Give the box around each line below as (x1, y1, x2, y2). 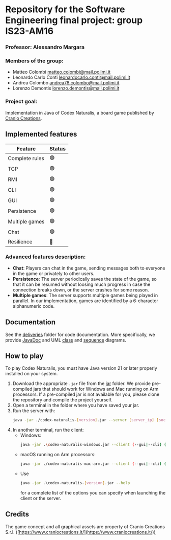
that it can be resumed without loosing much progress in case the (12, 281, 151, 287)
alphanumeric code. (12, 303, 55, 309)
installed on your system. (5, 371, 58, 377)
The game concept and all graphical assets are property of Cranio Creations (5, 523, 165, 530)
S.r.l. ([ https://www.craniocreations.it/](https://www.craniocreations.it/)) (5, 529, 156, 535)
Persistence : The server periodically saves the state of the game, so (12, 276, 157, 282)
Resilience (8, 238, 33, 245)
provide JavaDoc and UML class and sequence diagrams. (5, 336, 126, 343)
